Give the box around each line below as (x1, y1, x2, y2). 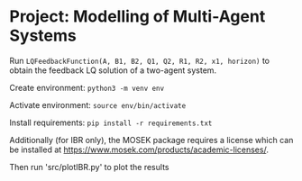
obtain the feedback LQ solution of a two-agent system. (9, 65, 217, 76)
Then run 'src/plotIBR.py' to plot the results (9, 161, 169, 172)
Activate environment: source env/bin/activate (9, 99, 187, 110)
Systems (9, 25, 77, 46)
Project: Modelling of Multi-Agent (9, 6, 266, 27)
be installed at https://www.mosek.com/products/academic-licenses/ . (9, 144, 269, 155)
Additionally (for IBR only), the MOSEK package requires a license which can (9, 134, 294, 145)
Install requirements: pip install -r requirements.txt (9, 117, 213, 128)
